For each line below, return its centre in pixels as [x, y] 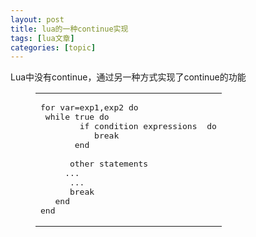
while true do [77, 117]
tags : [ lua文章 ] [42, 38]
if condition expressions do [148, 126]
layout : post [37, 19]
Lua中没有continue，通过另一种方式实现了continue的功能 [128, 77]
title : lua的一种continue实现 [69, 29]
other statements [109, 164]
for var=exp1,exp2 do [89, 107]
